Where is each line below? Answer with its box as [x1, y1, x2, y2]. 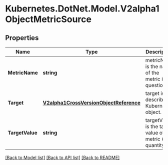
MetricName [7, 69, 38, 76]
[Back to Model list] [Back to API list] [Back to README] [5, 154, 120, 160]
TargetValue [7, 129, 37, 136]
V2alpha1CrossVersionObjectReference [42, 99, 141, 106]
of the [145, 69, 159, 76]
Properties [5, 33, 39, 42]
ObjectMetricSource [5, 13, 91, 25]
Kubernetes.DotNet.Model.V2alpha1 [5, 3, 159, 14]
